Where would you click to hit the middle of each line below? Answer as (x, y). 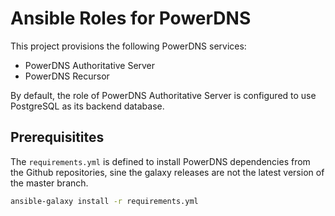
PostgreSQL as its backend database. (87, 106)
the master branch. (49, 183)
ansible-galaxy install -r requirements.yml (104, 201)
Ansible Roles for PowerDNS (131, 18)
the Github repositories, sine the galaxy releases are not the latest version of (167, 172)
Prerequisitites (57, 137)
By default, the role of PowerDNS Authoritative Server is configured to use (163, 95)
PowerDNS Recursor (67, 76)
